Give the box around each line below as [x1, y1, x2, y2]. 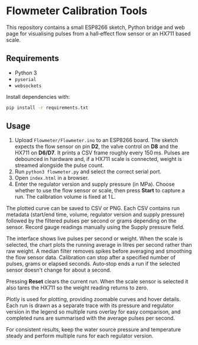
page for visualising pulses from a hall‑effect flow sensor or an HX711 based [6, 30, 191, 37]
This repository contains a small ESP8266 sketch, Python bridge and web [6, 24, 185, 31]
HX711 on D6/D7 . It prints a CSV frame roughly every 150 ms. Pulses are [14, 149, 190, 156]
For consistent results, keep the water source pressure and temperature [6, 326, 181, 333]
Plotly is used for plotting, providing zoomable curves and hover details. [6, 296, 181, 303]
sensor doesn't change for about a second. [6, 266, 112, 273]
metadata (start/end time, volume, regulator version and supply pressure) [6, 211, 185, 218]
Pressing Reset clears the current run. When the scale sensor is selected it [6, 278, 189, 285]
